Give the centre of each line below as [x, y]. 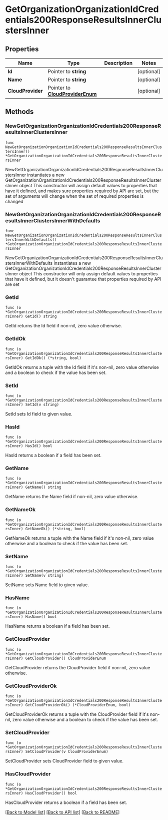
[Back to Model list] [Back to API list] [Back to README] [62, 812]
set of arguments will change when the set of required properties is [74, 196]
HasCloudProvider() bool [51, 793]
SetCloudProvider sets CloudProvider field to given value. [64, 761]
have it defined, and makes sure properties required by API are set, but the [82, 191]
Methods [19, 112]
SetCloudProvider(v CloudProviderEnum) [67, 752]
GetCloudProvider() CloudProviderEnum [66, 658]
